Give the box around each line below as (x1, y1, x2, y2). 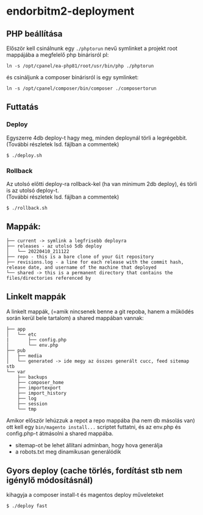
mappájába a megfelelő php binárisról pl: (6, 51, 109, 59)
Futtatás (6, 102, 38, 112)
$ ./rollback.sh (6, 205, 48, 211)
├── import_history (17, 390, 67, 396)
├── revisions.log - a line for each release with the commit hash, (6, 259, 184, 265)
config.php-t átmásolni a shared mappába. (6, 430, 114, 437)
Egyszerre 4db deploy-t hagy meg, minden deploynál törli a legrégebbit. (6, 134, 188, 141)
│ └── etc (6, 331, 37, 338)
